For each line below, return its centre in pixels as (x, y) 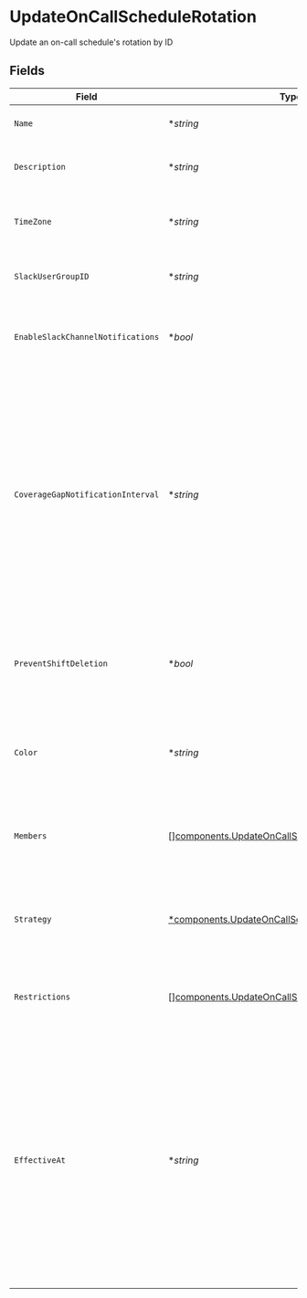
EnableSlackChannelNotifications (87, 337)
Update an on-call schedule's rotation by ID (91, 42)
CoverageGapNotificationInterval (87, 494)
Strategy (33, 919)
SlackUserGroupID (52, 276)
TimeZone (33, 222)
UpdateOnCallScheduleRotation (133, 17)
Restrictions (42, 997)
